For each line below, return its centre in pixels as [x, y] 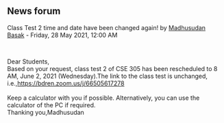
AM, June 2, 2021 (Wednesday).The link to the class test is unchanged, [107, 76]
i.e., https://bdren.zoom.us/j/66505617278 [66, 83]
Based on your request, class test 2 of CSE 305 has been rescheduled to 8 [112, 68]
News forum [34, 11]
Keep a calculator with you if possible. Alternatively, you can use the [103, 98]
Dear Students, [28, 61]
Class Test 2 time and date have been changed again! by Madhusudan [107, 27]
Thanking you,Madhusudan [46, 112]
